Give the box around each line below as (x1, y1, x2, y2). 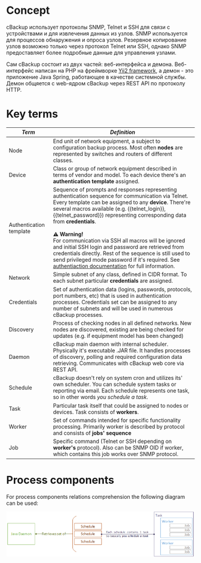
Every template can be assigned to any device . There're (53, 199, 191, 206)
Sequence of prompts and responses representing (53, 186, 177, 193)
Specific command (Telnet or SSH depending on (53, 438, 172, 445)
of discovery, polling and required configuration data (53, 354, 182, 361)
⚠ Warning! (53, 230, 84, 238)
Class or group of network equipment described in (53, 164, 178, 172)
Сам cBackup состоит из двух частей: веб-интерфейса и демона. (6, 61, 173, 68)
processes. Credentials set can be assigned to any (53, 298, 178, 306)
